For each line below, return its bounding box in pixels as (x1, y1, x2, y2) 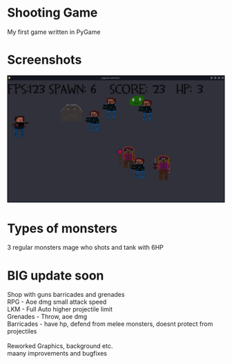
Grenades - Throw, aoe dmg (7, 313, 88, 321)
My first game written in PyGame (7, 28, 101, 36)
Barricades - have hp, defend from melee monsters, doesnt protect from (7, 320, 213, 328)
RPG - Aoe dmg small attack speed (7, 298, 107, 306)
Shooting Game (7, 5, 98, 21)
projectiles (7, 327, 37, 336)
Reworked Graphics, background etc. (7, 342, 113, 350)
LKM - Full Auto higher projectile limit (7, 305, 113, 313)
